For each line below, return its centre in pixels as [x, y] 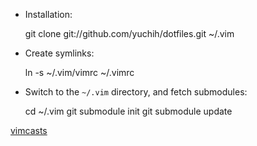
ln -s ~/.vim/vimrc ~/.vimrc [79, 72]
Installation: [48, 14]
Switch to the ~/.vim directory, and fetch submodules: [136, 92]
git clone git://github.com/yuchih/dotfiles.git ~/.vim [129, 33]
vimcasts [29, 130]
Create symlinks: [59, 53]
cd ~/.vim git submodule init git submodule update [128, 111]
